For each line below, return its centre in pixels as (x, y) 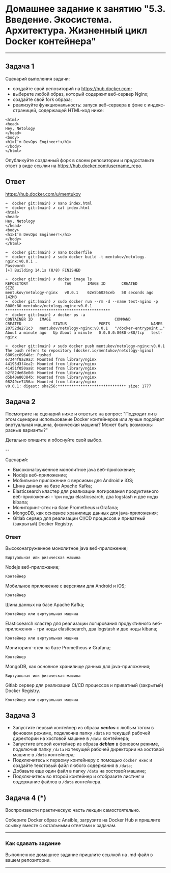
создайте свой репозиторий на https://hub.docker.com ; (72, 88)
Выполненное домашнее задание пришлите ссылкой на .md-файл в (79, 855)
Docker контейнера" (51, 42)
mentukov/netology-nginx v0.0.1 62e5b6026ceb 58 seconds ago (79, 293)
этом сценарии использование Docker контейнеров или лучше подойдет (85, 419)
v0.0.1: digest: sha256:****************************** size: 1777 (78, 386)
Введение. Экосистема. (59, 20)
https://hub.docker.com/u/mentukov (43, 194)
